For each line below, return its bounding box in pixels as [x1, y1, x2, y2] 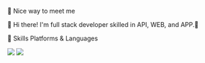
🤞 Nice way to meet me [7, 7, 76, 15]
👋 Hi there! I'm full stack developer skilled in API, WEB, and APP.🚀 [7, 21, 199, 28]
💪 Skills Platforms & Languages [7, 34, 98, 42]
